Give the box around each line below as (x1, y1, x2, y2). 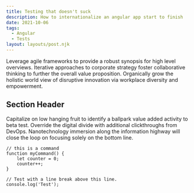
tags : (6, 25, 19, 31)
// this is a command (6, 145, 60, 151)
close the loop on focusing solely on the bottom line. (6, 134, 134, 141)
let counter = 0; (17, 155, 60, 162)
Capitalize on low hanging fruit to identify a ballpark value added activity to (6, 115, 188, 122)
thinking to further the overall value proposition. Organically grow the (6, 70, 174, 77)
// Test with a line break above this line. (6, 176, 117, 182)
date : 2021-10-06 (6, 19, 49, 25)
